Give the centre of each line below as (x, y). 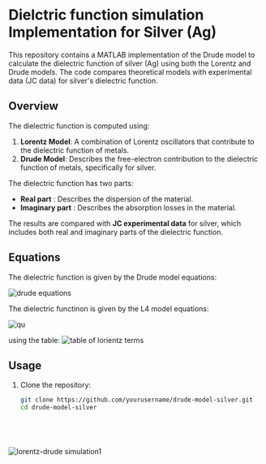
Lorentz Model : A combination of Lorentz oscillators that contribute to (137, 141)
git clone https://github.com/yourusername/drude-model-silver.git (136, 400)
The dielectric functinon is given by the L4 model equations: (109, 308)
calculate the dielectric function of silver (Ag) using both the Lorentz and (130, 63)
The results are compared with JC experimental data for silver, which (125, 223)
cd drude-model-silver (58, 408)
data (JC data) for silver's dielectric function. (83, 80)
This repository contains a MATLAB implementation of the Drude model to (132, 54)
